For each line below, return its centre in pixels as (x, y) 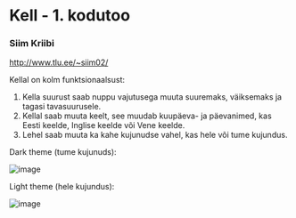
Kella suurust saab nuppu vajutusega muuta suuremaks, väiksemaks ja (152, 97)
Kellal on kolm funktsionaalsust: (67, 80)
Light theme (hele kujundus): (62, 187)
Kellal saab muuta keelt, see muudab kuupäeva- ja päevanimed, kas (147, 116)
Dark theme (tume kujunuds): (63, 152)
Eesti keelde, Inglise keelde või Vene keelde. (103, 125)
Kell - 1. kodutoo (70, 16)
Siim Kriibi (32, 44)
